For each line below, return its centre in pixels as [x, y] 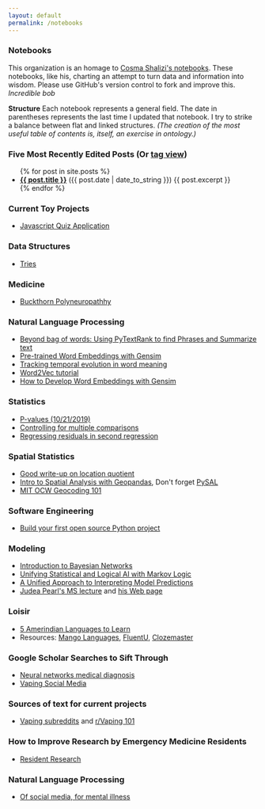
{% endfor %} [42, 188]
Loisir [19, 612]
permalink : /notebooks [45, 23]
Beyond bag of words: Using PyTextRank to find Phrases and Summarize [138, 339]
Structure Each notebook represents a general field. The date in [113, 108]
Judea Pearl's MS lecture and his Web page [91, 591]
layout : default [35, 15]
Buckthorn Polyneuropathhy [65, 301]
